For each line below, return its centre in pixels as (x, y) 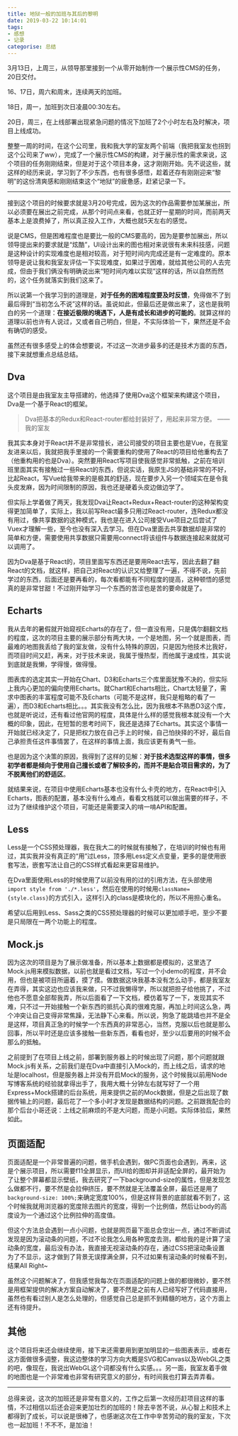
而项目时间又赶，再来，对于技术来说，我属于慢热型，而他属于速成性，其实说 (119, 655)
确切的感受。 (32, 330)
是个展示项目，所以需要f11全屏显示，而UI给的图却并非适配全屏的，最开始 (113, 1171)
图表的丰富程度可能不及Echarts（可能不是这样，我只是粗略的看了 (114, 697)
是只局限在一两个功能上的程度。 (54, 922)
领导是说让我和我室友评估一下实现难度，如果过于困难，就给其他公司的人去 (116, 262)
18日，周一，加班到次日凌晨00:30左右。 (66, 107)
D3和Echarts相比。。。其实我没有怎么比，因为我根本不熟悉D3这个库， (129, 706)
